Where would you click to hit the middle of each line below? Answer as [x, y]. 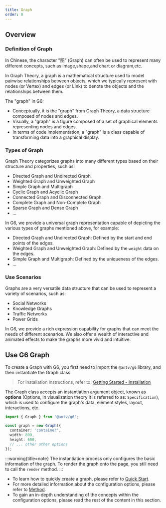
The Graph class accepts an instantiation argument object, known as [76, 392]
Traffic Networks [30, 314]
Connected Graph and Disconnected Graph [57, 197]
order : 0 [14, 14]
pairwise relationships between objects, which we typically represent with [81, 81]
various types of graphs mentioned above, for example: [62, 228]
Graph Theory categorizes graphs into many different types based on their [82, 161]
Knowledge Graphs [32, 308]
